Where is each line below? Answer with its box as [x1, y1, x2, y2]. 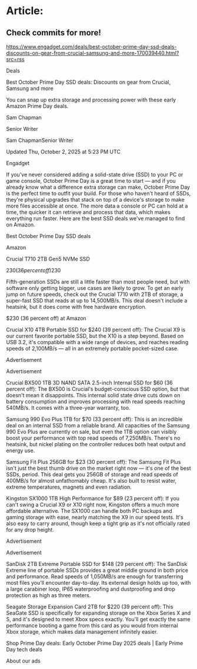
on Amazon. [6, 221, 35, 228]
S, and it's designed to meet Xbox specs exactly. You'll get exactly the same [6, 616, 191, 622]
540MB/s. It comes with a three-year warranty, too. [6, 404, 131, 411]
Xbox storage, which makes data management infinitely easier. [6, 628, 158, 635]
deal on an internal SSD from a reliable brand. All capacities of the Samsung [6, 422, 190, 429]
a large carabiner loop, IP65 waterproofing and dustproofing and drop [6, 585, 175, 592]
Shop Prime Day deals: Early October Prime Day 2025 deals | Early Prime [6, 640, 183, 647]
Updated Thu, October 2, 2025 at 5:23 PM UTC [6, 149, 121, 155]
